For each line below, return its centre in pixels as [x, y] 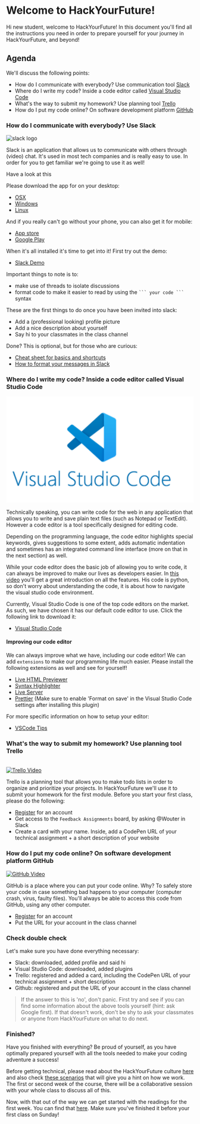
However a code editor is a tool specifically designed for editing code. [92, 525]
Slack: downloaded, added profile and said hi [70, 962]
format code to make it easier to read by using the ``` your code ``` [99, 292]
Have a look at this [29, 174]
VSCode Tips [31, 728]
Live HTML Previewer [41, 679]
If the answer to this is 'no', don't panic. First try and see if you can [102, 999]
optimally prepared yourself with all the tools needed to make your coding [97, 1053]
